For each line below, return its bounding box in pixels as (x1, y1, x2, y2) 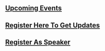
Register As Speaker (5, 38, 71, 46)
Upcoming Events (5, 4, 62, 12)
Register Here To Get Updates (5, 21, 100, 29)
